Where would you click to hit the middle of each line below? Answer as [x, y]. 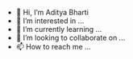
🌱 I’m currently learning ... [59, 29]
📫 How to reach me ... [53, 47]
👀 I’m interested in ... [50, 21]
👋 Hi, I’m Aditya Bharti [52, 12]
